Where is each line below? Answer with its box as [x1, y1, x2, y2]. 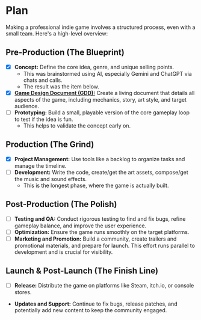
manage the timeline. [14, 162, 67, 169]
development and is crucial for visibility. [14, 248, 113, 256]
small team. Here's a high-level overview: [5, 29, 108, 37]
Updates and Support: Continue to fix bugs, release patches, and [14, 300, 178, 307]
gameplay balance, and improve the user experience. [14, 222, 147, 229]
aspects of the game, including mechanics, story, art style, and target [14, 96, 187, 103]
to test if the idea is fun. [14, 115, 73, 123]
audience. [14, 102, 40, 109]
